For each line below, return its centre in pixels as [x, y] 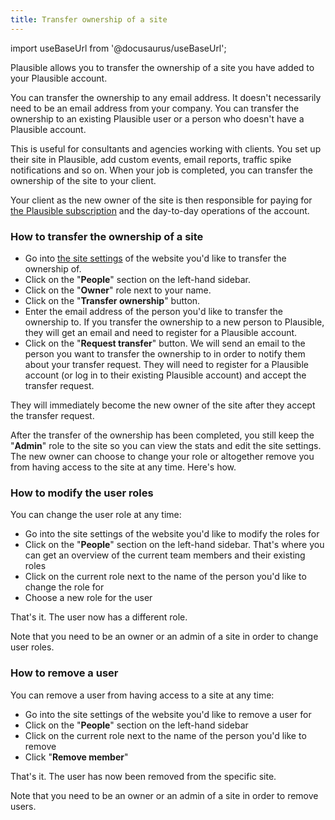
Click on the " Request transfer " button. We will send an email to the [165, 343]
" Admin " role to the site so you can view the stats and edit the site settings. [166, 445]
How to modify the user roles [82, 493]
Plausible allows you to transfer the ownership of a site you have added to [162, 67]
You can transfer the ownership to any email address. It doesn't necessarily [166, 97]
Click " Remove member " [76, 757]
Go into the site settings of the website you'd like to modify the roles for [172, 534]
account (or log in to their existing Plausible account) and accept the [165, 375]
